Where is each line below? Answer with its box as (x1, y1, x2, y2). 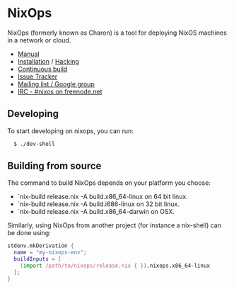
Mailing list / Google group (17, 79, 95, 88)
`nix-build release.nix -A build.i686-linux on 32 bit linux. (17, 200, 180, 208)
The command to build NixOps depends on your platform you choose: (7, 178, 211, 187)
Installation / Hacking (17, 57, 80, 65)
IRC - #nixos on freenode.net (17, 87, 103, 96)
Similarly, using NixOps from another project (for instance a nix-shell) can (7, 221, 221, 229)
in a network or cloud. (7, 35, 71, 44)
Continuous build (17, 64, 68, 73)
